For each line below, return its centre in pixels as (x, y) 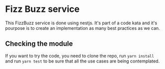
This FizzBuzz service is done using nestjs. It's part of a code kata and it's (81, 23)
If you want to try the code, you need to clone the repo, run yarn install (80, 56)
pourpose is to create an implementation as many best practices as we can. (82, 28)
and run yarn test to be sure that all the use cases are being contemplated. (82, 61)
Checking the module (39, 44)
